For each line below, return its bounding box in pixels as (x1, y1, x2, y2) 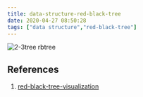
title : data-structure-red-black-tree (7, 10, 121, 18)
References (7, 63, 59, 75)
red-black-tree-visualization (17, 82, 99, 91)
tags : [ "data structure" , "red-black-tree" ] (7, 23, 137, 30)
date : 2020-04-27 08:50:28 (7, 17, 87, 24)
